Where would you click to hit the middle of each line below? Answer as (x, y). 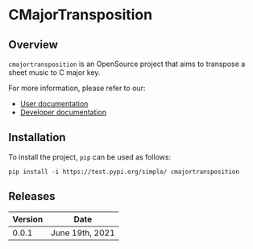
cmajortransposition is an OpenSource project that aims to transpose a (127, 64)
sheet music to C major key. (54, 73)
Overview (33, 45)
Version (28, 219)
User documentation (54, 104)
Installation (37, 137)
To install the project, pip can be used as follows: (90, 157)
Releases (32, 196)
